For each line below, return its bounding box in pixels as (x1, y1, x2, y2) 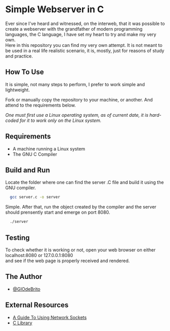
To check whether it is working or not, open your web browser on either (5, 246, 156, 253)
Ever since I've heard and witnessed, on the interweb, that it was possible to (5, 20, 165, 27)
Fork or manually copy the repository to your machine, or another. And (5, 96, 153, 103)
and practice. (5, 53, 33, 59)
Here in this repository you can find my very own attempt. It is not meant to (5, 42, 163, 48)
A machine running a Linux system (12, 145, 86, 151)
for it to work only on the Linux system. (19, 117, 102, 123)
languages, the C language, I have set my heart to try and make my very (5, 31, 157, 37)
